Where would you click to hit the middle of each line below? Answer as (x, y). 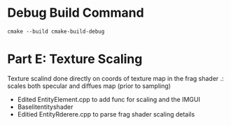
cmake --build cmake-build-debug (56, 31)
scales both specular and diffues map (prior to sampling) (89, 86)
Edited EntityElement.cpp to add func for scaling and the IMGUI (109, 99)
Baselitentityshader (45, 107)
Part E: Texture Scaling (75, 59)
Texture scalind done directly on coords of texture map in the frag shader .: (115, 78)
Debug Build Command (76, 13)
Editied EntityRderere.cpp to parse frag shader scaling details (106, 114)
